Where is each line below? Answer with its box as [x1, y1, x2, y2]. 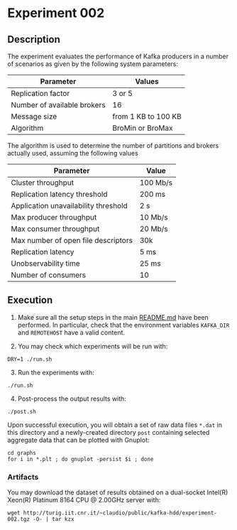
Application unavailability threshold [11, 201, 128, 210]
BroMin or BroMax [112, 123, 173, 133]
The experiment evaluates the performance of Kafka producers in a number [7, 52, 229, 60]
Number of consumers [11, 270, 87, 280]
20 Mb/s [139, 224, 168, 234]
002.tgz [7, 516, 31, 523]
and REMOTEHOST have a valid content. [17, 328, 126, 337]
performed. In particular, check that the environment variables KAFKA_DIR [17, 320, 230, 329]
